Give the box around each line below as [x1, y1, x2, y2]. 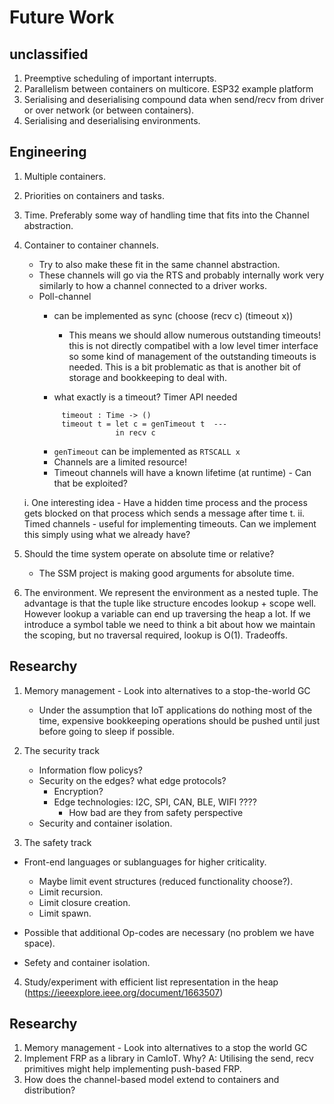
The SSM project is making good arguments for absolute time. [38, 567, 295, 579]
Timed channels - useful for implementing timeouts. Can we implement [23, 517, 317, 530]
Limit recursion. [38, 886, 104, 898]
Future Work [9, 6, 115, 29]
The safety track [23, 836, 92, 848]
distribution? [23, 1084, 76, 1096]
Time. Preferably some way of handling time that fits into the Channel [23, 209, 310, 221]
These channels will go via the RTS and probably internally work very [38, 269, 325, 281]
